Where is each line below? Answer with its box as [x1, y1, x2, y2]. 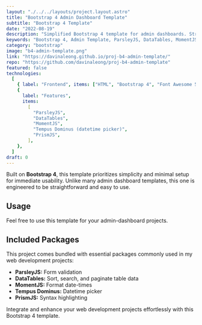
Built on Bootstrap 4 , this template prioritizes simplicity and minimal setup [6, 171, 189, 178]
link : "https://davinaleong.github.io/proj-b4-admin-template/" [6, 54, 171, 60]
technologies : [6, 70, 42, 76]
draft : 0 [6, 154, 28, 160]
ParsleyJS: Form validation [14, 268, 82, 276]
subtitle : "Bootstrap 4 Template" [6, 20, 93, 26]
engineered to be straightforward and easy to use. [6, 184, 130, 191]
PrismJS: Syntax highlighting [14, 294, 88, 301]
